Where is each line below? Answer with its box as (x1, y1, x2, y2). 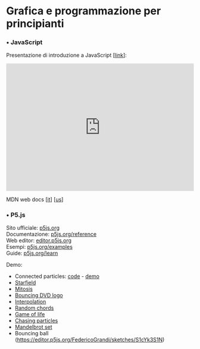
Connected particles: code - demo (14, 273, 100, 280)
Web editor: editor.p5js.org (6, 237, 72, 244)
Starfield (14, 279, 36, 286)
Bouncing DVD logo (14, 292, 64, 299)
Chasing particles (14, 317, 58, 325)
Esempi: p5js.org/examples (6, 243, 73, 251)
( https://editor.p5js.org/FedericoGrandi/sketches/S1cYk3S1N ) (14, 336, 165, 344)
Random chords (14, 304, 54, 311)
